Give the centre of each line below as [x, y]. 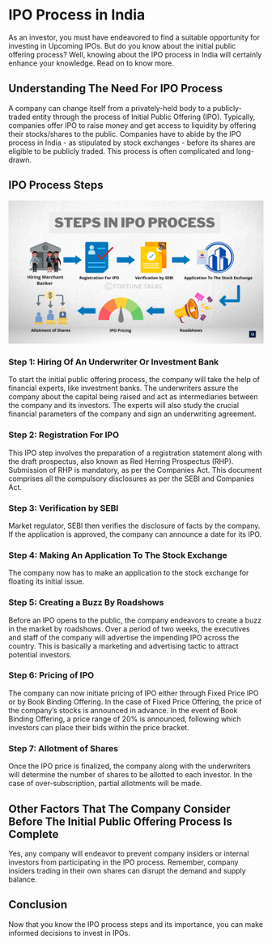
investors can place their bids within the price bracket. [99, 727]
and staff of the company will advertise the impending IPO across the [124, 637]
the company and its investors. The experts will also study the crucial [124, 406]
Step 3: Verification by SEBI [64, 508]
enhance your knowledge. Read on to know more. [91, 63]
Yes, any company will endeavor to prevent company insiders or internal [129, 853]
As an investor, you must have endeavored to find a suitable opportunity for [134, 37]
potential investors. [40, 654]
